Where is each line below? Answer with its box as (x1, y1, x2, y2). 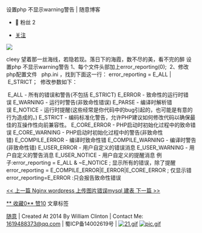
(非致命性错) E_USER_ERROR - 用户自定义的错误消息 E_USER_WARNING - (6, 144, 188, 151)
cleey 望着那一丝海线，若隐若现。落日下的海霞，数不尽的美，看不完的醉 (6, 56, 185, 63)
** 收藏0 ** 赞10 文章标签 (6, 200, 69, 207)
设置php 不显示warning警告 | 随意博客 (6, 6, 101, 13)
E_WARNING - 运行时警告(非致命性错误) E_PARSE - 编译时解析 (13, 99, 167, 106)
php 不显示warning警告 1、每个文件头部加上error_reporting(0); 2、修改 (11, 63, 189, 70)
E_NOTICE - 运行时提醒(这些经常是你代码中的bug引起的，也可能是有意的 (13, 106, 193, 113)
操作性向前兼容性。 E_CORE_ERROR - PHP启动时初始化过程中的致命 (22, 121, 191, 129)
